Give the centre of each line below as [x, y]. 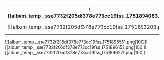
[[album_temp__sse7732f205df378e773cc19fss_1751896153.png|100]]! [76, 47]
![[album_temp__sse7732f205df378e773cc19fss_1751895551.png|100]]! [76, 42]
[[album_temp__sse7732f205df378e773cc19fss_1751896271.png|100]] [75, 52]
